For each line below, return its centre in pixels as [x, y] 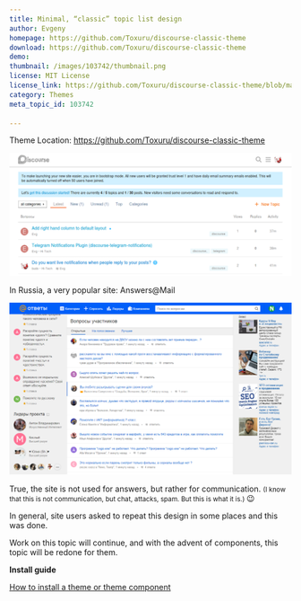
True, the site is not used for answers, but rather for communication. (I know [148, 489]
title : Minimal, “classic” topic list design [95, 19]
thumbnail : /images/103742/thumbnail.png [88, 66]
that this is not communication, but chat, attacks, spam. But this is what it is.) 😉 [132, 499]
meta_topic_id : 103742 [52, 104]
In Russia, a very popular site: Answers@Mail [92, 290]
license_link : [36, 85]
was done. [29, 526]
